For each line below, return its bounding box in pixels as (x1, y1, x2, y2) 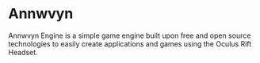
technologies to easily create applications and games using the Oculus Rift (8, 39, 252, 48)
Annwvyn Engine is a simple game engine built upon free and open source (8, 31, 251, 40)
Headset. (8, 47, 38, 57)
